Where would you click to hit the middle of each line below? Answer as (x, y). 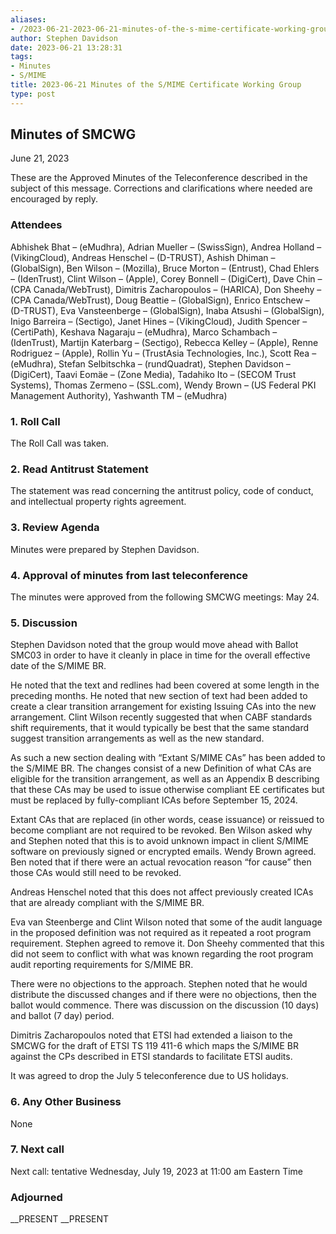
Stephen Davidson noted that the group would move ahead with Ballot (154, 645)
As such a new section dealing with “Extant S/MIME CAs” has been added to (168, 758)
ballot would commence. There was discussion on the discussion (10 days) (165, 1005)
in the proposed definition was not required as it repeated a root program (161, 933)
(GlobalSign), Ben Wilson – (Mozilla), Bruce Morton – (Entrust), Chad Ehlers (165, 268)
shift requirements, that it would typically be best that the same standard (160, 728)
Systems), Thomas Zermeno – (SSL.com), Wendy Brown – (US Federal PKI (163, 385)
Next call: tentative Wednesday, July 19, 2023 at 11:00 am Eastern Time (157, 1171)
